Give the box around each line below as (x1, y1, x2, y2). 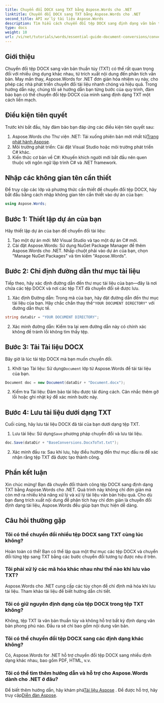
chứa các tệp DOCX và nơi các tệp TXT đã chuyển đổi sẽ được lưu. (5, 285, 140, 291)
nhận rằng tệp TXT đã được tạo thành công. (12, 454, 101, 460)
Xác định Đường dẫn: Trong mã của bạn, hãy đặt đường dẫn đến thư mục (12, 295, 159, 301)
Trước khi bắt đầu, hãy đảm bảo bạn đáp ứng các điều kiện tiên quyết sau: (5, 124, 155, 130)
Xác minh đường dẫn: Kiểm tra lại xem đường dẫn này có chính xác (12, 324, 146, 329)
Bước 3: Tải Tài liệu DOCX (5, 343, 84, 351)
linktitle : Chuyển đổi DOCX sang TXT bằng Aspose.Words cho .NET (5, 12, 141, 17)
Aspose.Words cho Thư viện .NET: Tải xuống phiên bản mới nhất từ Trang (12, 133, 159, 140)
